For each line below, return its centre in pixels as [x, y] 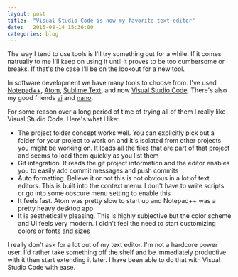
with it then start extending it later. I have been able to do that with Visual [114, 260]
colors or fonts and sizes [54, 231]
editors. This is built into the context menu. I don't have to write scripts [121, 186]
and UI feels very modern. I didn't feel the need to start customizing [117, 224]
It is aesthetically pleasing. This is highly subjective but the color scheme [124, 216]
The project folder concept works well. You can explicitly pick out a [116, 133]
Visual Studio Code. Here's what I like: [63, 119]
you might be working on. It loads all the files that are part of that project [124, 148]
